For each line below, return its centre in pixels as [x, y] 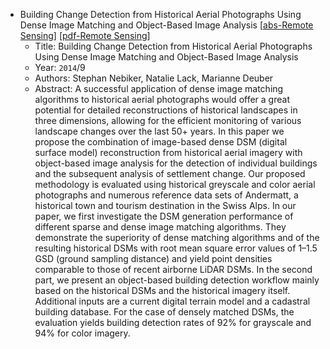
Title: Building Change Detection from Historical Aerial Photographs [173, 46]
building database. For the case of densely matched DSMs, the [164, 312]
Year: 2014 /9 [60, 67]
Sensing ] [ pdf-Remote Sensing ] [85, 35]
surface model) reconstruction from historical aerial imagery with [168, 152]
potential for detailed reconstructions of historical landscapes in [166, 110]
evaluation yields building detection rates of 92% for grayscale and [173, 322]
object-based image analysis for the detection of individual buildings [176, 163]
